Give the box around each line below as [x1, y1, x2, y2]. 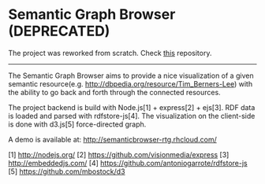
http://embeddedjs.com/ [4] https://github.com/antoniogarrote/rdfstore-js [8, 158, 248, 167]
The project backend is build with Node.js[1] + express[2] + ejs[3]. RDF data [8, 102, 256, 112]
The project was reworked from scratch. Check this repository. [8, 48, 212, 57]
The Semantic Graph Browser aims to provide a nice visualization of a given [8, 71, 254, 80]
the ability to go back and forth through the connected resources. [8, 87, 221, 97]
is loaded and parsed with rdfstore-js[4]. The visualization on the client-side [8, 111, 256, 120]
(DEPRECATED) [8, 22, 110, 40]
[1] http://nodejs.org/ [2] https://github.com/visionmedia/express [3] [8, 149, 230, 159]
